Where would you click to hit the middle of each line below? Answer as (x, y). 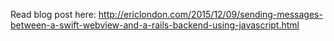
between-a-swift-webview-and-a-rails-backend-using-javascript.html (155, 25)
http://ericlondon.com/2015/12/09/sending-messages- (210, 14)
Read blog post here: (53, 14)
